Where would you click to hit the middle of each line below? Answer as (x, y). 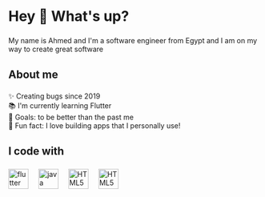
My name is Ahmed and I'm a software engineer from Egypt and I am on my (133, 41)
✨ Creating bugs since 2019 (54, 96)
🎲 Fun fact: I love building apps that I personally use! (94, 126)
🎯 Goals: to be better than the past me (71, 117)
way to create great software (56, 49)
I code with (36, 151)
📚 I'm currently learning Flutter (60, 106)
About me (33, 74)
